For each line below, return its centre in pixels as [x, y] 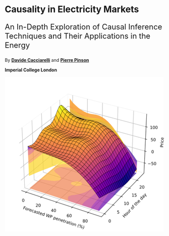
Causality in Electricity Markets [72, 9]
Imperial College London [31, 70]
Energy [17, 45]
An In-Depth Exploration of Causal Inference [83, 27]
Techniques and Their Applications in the [78, 36]
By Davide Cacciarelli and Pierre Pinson [47, 60]
